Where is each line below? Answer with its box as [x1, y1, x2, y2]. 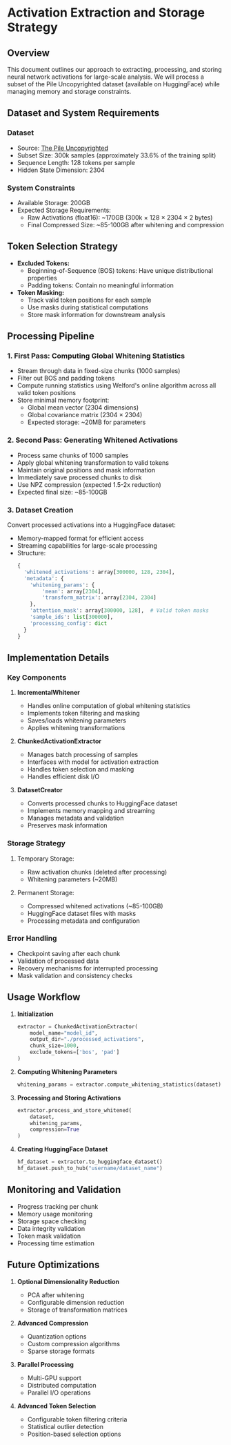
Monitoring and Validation [7, 1184, 121, 1196]
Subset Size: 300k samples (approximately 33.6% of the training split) [17, 151, 217, 160]
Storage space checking [17, 1217, 87, 1225]
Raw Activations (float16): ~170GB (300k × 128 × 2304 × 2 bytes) [27, 213, 213, 222]
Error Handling [7, 934, 57, 944]
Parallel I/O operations [27, 1388, 91, 1397]
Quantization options [27, 1332, 87, 1341]
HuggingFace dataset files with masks [27, 909, 137, 917]
